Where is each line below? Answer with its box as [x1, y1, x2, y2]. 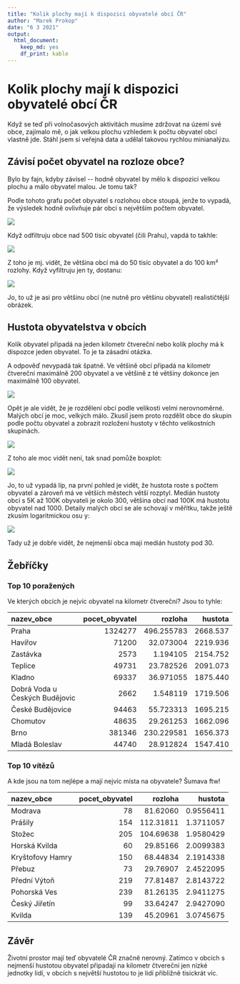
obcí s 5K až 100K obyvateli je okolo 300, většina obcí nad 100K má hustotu [7, 496, 230, 505]
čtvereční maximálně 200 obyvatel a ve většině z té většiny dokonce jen [7, 369, 219, 378]
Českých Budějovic [11, 693, 76, 703]
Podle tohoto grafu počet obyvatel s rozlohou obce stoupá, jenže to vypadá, [7, 196, 231, 204]
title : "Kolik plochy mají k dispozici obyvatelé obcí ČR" [7, 10, 187, 18]
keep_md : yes [20, 44, 59, 51]
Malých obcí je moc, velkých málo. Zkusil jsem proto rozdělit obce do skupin [7, 411, 232, 420]
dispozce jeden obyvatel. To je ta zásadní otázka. [7, 348, 152, 356]
